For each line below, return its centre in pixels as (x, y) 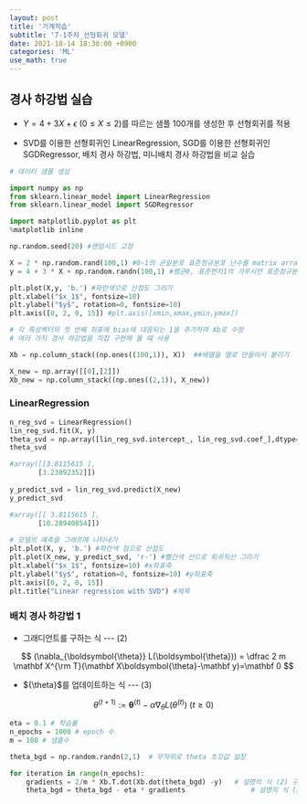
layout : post (34, 18)
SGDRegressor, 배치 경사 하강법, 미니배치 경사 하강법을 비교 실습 (139, 154)
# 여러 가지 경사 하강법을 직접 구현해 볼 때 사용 (90, 339)
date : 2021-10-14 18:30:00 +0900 (73, 43)
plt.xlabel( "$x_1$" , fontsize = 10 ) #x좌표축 (90, 566)
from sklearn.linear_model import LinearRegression (110, 196)
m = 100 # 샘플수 (40, 740)
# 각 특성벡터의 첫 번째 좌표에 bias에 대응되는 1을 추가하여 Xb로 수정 (127, 330)
